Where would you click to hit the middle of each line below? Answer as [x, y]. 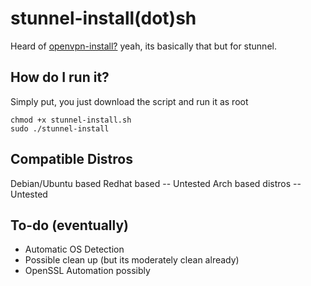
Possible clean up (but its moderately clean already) [132, 260]
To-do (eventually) [70, 225]
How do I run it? [60, 77]
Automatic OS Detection [74, 249]
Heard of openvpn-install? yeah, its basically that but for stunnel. [143, 46]
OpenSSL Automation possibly [87, 271]
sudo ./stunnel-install [60, 128]
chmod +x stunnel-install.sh [71, 120]
